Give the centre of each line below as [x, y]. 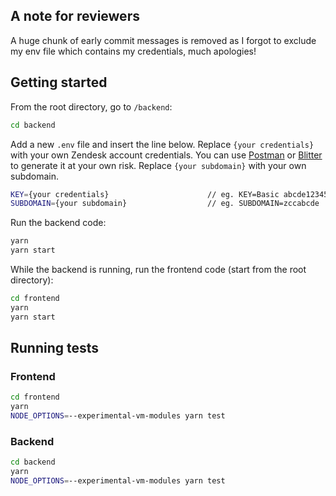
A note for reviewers [75, 16]
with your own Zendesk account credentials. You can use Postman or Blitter [166, 155]
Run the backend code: [58, 223]
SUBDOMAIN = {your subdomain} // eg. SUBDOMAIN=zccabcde [165, 204]
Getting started [59, 82]
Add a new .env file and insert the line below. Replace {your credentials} [162, 144]
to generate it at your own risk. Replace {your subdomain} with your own [158, 165]
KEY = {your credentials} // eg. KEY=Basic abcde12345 [169, 194]
